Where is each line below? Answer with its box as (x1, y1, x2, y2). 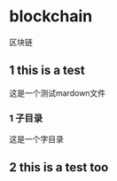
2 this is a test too (9, 160, 109, 175)
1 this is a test (9, 63, 86, 78)
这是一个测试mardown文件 (9, 87, 106, 98)
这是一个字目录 (9, 134, 64, 145)
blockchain (9, 6, 93, 27)
